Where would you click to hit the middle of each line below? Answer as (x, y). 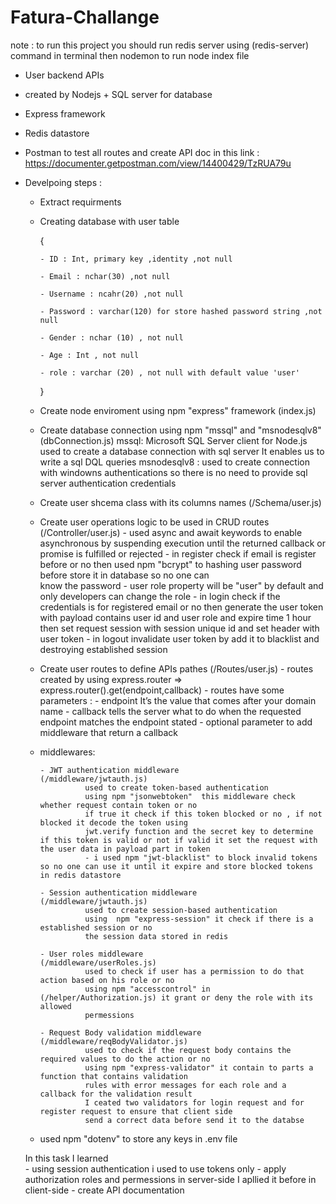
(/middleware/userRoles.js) (98, 962)
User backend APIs (64, 75)
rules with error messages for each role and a (185, 1085)
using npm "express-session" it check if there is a (199, 919)
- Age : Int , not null (89, 355)
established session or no (96, 927)
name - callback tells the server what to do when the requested (170, 711)
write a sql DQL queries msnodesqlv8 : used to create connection (174, 462)
